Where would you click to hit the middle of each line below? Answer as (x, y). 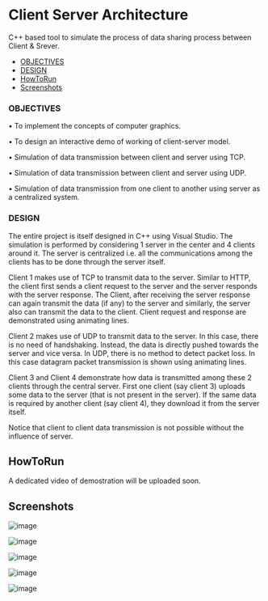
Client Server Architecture (98, 15)
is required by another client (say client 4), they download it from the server (134, 403)
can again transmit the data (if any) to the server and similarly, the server (130, 303)
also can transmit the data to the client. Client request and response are (128, 311)
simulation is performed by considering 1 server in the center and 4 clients (132, 244)
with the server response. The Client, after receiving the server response (129, 294)
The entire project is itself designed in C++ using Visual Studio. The (121, 235)
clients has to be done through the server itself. (87, 261)
